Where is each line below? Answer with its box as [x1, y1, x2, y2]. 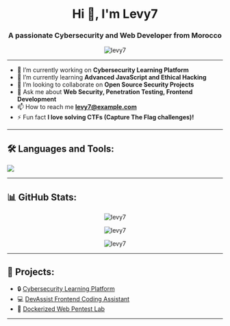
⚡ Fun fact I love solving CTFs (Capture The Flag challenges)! [16, 113, 194, 121]
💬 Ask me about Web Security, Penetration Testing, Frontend [16, 88, 193, 96]
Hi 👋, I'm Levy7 [71, 6, 159, 22]
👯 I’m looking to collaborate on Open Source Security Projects [16, 80, 194, 89]
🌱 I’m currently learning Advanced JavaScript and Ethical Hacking [16, 73, 207, 82]
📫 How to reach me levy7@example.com [16, 103, 137, 111]
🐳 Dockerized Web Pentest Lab [16, 305, 105, 313]
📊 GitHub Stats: [7, 191, 77, 203]
